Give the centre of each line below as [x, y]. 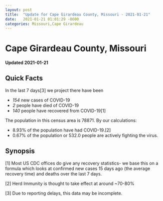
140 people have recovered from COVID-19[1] [59, 110]
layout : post [19, 10]
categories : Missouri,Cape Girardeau [44, 24]
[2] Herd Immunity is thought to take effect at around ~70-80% [70, 183]
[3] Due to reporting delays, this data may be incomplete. [64, 193]
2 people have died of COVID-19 [46, 105]
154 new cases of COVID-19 [41, 100]
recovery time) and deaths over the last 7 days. [54, 173]
